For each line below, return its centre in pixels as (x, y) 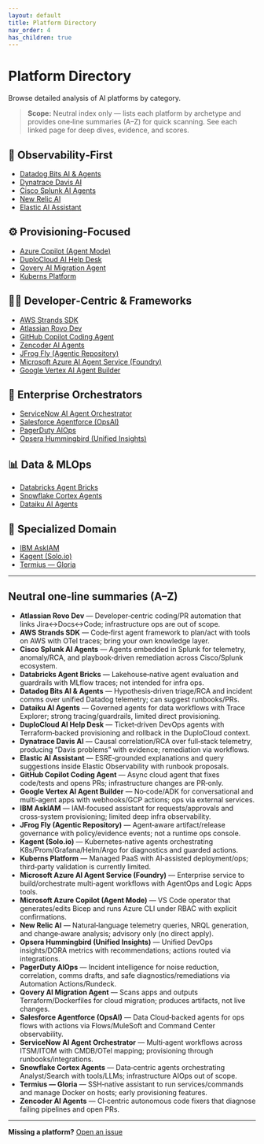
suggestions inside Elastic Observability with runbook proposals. (124, 766)
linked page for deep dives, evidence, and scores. (108, 130)
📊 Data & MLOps (50, 464)
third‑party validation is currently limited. (85, 866)
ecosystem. (38, 665)
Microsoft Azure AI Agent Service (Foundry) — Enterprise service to (132, 875)
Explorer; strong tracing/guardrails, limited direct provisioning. (120, 716)
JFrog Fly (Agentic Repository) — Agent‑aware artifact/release (122, 824)
